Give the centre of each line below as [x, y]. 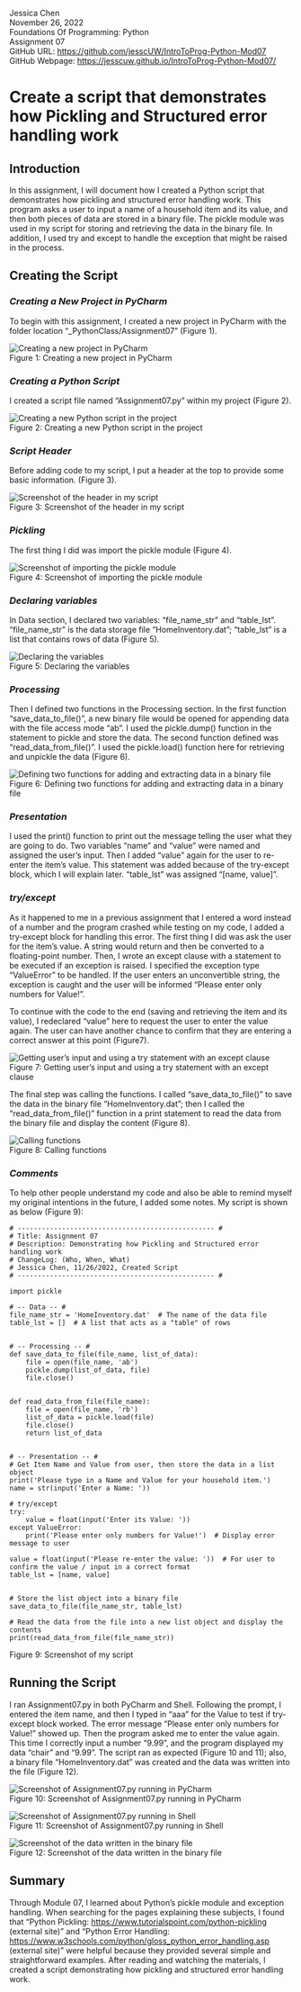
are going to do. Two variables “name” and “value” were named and [135, 846]
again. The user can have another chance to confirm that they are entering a [150, 1031]
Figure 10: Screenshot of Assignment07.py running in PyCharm [125, 1798]
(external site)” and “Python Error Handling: [90, 1931]
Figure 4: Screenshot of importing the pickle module [106, 577]
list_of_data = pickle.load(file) [90, 1418]
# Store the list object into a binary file [94, 1599]
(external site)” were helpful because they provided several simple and [140, 1950]
